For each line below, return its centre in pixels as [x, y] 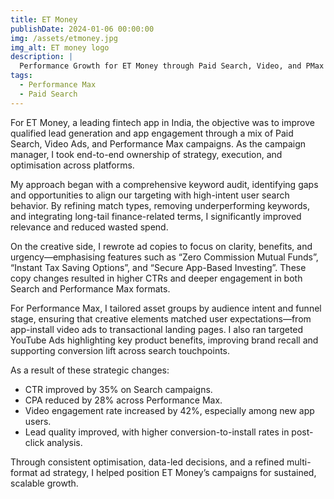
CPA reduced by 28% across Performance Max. [123, 400]
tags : [21, 76]
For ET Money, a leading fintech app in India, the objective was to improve [162, 122]
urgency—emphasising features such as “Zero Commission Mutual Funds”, [164, 257]
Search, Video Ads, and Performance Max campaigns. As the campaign [158, 143]
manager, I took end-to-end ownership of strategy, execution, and [146, 154]
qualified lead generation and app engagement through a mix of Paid [152, 133]
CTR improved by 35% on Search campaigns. [118, 389]
